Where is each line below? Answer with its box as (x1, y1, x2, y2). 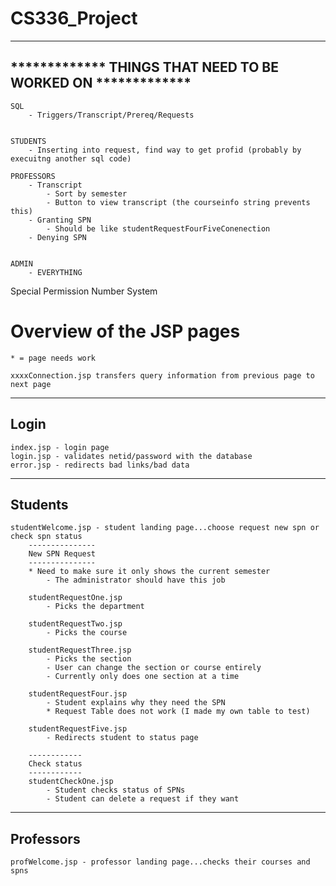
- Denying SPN (28, 232, 87, 242)
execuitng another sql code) (10, 153, 132, 164)
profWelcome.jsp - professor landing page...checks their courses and (10, 857, 311, 867)
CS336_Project (10, 7, 138, 30)
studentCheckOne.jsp (28, 777, 114, 787)
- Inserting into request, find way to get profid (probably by (28, 145, 302, 155)
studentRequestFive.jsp (28, 724, 128, 734)
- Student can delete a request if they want (46, 794, 240, 804)
